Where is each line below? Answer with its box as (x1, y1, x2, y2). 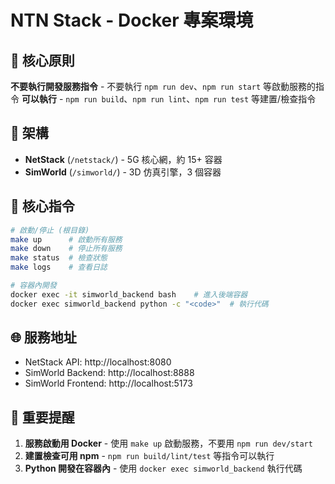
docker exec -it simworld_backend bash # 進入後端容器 (10, 289, 248, 300)
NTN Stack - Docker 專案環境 (10, 9, 254, 32)
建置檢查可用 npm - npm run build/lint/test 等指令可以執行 (24, 450, 275, 462)
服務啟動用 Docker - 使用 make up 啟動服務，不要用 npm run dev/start (24, 437, 313, 450)
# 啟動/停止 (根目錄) (10, 225, 90, 235)
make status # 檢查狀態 (10, 253, 108, 263)
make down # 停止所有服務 (10, 244, 123, 254)
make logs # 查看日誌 (10, 262, 108, 273)
